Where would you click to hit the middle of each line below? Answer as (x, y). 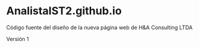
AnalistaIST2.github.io (64, 11)
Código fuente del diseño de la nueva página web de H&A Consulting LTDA (99, 27)
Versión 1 (17, 39)
